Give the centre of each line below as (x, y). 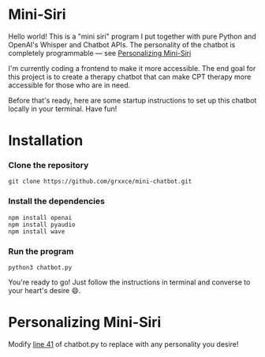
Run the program (41, 251)
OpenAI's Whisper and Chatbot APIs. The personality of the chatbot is (122, 44)
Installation (46, 141)
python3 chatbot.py (40, 268)
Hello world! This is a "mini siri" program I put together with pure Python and (132, 36)
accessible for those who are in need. (69, 85)
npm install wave (37, 231)
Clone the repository (49, 165)
